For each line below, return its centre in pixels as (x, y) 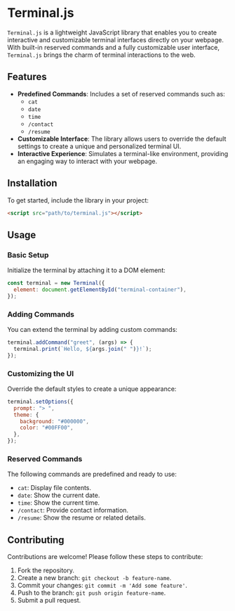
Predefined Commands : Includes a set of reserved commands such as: (121, 94)
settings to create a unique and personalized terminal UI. (99, 146)
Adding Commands (41, 314)
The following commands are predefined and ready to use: (92, 474)
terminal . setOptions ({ (40, 401)
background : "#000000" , (55, 421)
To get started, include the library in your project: (78, 200)
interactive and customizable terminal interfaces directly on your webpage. (116, 39)
